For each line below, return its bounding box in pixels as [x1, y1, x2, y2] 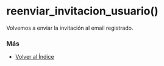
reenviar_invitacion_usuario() [6, 4, 159, 18]
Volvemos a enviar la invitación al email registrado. [6, 24, 134, 31]
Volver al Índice [15, 53, 54, 61]
